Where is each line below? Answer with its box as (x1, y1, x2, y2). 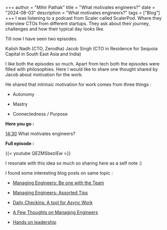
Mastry (12, 101, 28, 107)
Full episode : (5, 141, 34, 146)
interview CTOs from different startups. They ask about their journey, (5, 20, 150, 26)
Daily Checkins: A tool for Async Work (12, 200, 93, 205)
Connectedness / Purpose (12, 111, 68, 117)
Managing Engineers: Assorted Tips (12, 190, 88, 195)
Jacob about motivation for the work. (5, 72, 83, 78)
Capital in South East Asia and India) (5, 51, 81, 57)
